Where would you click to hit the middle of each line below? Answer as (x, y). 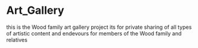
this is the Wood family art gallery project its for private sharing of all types (99, 27)
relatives (17, 40)
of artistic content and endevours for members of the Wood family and (94, 33)
